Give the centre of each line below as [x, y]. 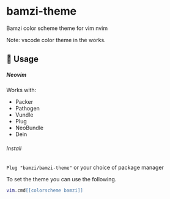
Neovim [17, 74]
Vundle [24, 115]
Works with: [21, 90]
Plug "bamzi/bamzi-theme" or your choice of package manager [85, 167]
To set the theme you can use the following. [61, 179]
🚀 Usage [22, 59]
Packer [24, 102]
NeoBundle [29, 128]
